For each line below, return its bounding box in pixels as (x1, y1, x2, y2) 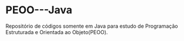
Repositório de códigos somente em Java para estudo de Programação (5, 23, 178, 29)
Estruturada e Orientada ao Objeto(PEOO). (5, 28, 108, 35)
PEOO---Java (5, 3, 73, 17)
